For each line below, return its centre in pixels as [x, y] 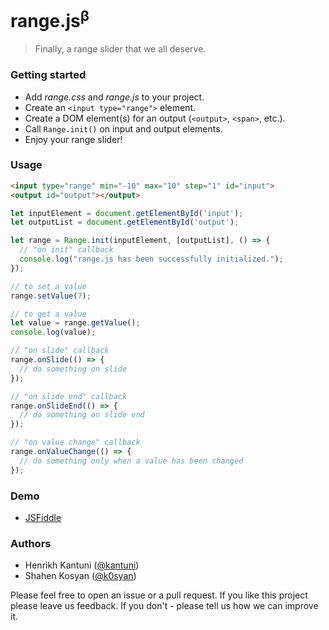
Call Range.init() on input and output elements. [123, 128]
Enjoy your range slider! [73, 139]
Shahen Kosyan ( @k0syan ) [80, 576]
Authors [31, 543]
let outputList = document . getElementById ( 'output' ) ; [125, 222]
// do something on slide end [82, 415]
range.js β [50, 19]
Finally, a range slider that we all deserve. [120, 49]
